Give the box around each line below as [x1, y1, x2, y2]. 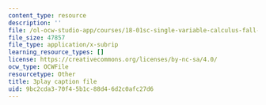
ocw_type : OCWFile [8, 63, 69, 71]
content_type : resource [8, 11, 87, 20]
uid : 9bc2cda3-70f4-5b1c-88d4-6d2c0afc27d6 [8, 84, 154, 93]
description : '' [8, 19, 62, 27]
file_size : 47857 [8, 33, 66, 42]
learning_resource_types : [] [8, 48, 104, 56]
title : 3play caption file [8, 77, 97, 85]
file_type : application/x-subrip [8, 41, 119, 49]
